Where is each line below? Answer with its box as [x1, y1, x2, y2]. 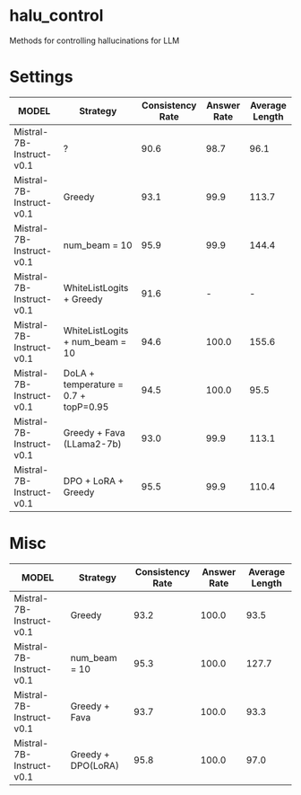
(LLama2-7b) [63, 437, 123, 450]
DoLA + [63, 367, 96, 379]
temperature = [63, 378, 124, 391]
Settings [9, 66, 73, 87]
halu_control [9, 5, 104, 26]
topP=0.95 [63, 401, 109, 413]
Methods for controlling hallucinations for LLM [9, 35, 180, 46]
